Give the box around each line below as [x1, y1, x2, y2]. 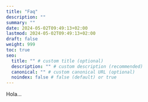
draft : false [6, 36, 38, 42]
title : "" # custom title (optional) [11, 58, 104, 64]
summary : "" [6, 19, 35, 25]
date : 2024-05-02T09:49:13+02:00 [6, 25, 88, 31]
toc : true [6, 47, 31, 53]
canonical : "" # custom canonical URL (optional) [11, 69, 135, 75]
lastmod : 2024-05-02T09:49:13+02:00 [6, 31, 96, 37]
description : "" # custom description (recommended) [11, 63, 143, 70]
